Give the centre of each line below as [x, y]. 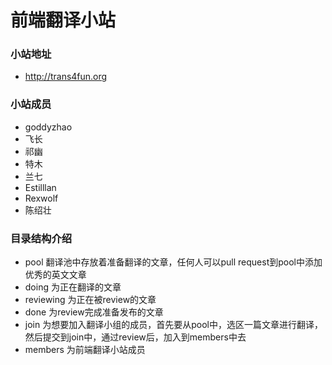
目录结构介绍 [41, 238]
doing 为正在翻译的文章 [73, 287]
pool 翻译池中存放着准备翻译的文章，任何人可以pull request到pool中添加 [173, 262]
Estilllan [40, 187]
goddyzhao [48, 127]
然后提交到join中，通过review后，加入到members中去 [135, 337]
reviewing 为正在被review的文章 [90, 300]
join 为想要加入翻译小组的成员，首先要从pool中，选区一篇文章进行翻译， [173, 325]
